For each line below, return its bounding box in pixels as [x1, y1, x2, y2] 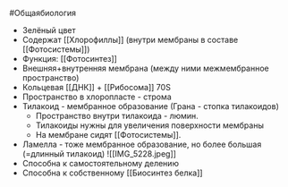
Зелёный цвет [21, 25, 76, 35]
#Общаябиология [9, 8, 77, 18]
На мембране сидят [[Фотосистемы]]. [35, 130, 182, 140]
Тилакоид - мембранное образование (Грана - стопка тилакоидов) [21, 101, 279, 111]
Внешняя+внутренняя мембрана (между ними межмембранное [21, 63, 270, 73]
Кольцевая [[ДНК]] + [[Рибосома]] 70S [21, 82, 172, 92]
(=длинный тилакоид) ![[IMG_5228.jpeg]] [21, 149, 177, 159]
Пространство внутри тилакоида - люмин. [35, 111, 199, 121]
